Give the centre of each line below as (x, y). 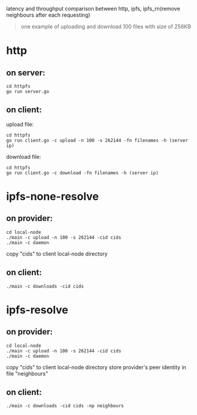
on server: (26, 73)
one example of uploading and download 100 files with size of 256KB (106, 27)
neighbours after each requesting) (48, 15)
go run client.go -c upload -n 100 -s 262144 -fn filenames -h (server (97, 140)
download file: (24, 156)
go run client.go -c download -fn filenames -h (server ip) (83, 173)
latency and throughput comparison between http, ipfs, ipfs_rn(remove (93, 9)
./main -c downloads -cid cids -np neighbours (65, 406)
